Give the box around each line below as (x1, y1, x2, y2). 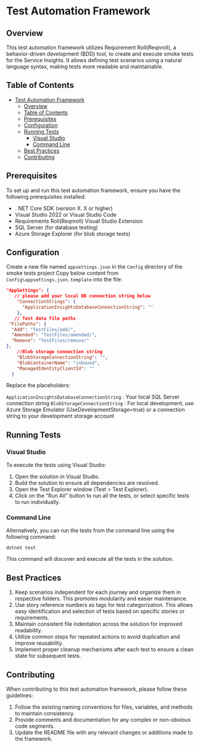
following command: (6, 533, 57, 540)
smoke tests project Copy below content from (6, 269, 119, 277)
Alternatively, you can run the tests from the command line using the (6, 527, 175, 534)
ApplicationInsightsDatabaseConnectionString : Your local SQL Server (6, 393, 180, 400)
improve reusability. (14, 639, 64, 647)
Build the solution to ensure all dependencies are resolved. (14, 479, 159, 487)
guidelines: (6, 692, 33, 699)
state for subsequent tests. (14, 652, 82, 660)
